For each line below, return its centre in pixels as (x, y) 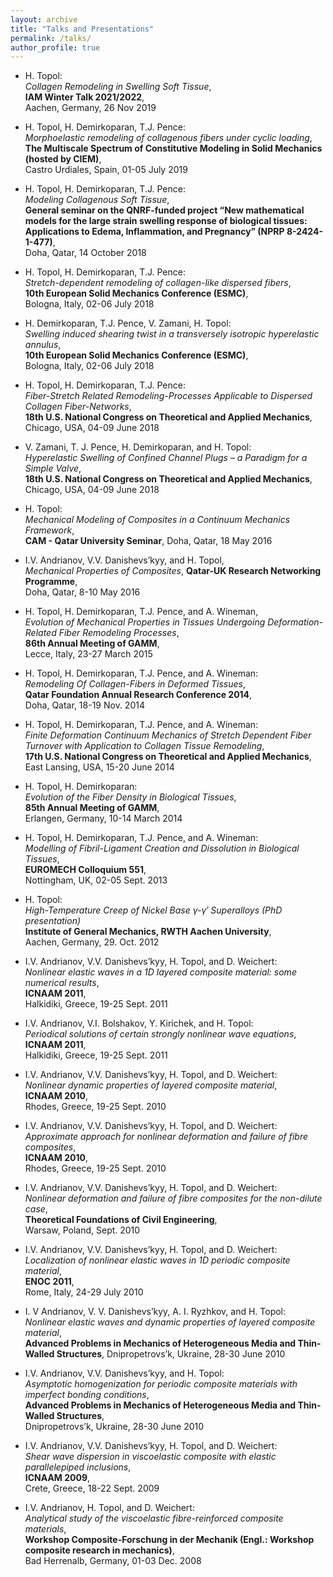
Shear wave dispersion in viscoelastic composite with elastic (150, 1457)
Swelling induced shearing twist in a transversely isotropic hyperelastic (172, 334)
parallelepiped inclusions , (78, 1467)
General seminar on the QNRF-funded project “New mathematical (164, 210)
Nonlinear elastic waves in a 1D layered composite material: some (160, 972)
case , (36, 1209)
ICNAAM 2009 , (57, 1478)
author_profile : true (55, 47)
